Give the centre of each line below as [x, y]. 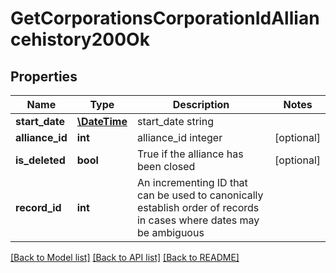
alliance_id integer [179, 137]
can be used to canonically [200, 195]
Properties [44, 76]
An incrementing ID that [192, 182]
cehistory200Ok [80, 39]
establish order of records [198, 207]
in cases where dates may [198, 220]
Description [201, 104]
